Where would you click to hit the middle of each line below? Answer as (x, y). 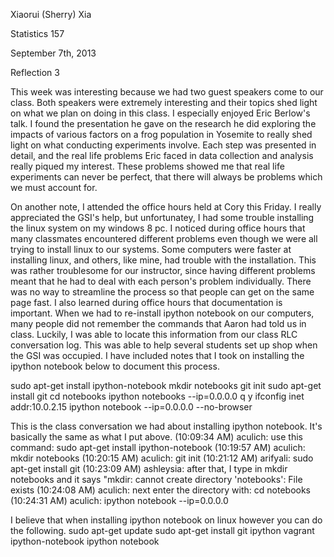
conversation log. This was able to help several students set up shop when (164, 345)
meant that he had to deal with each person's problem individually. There (161, 281)
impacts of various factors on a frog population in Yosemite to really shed (161, 134)
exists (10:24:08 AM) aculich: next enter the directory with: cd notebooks (160, 490)
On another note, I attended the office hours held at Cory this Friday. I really (166, 207)
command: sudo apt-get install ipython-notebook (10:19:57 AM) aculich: (158, 447)
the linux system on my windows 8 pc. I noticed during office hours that (158, 228)
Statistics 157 (37, 33)
